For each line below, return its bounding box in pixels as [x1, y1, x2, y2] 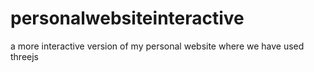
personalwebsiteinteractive [10, 7, 245, 30]
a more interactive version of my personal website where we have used [10, 40, 305, 52]
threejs [10, 50, 40, 62]
